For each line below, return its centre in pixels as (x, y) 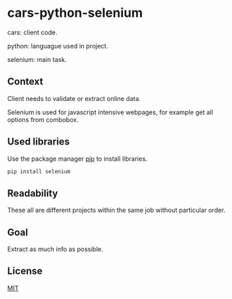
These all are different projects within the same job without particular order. (116, 210)
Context (25, 82)
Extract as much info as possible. (55, 249)
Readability (33, 193)
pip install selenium (39, 171)
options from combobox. (43, 119)
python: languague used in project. (58, 46)
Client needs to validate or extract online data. (74, 98)
